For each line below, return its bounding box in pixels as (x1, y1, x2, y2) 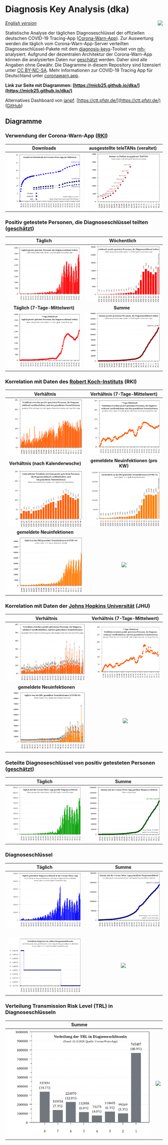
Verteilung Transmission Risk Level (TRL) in (5, 1002, 113, 1009)
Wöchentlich (109, 237, 136, 244)
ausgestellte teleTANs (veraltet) (89, 145, 157, 151)
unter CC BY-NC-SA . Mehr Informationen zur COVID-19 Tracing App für (5, 67, 153, 73)
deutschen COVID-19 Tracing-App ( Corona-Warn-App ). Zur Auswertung (5, 35, 154, 41)
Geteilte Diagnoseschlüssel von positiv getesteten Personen (5, 759, 155, 766)
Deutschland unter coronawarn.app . (5, 72, 80, 78)
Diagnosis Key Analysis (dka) (5, 4, 129, 15)
